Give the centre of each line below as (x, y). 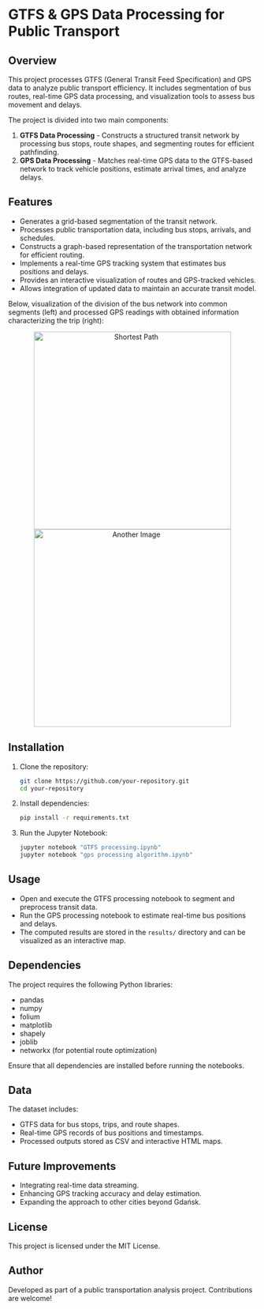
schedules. (37, 238)
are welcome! (30, 1298)
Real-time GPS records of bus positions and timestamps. (112, 1133)
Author (26, 1271)
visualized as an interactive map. (73, 940)
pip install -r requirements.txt (74, 818)
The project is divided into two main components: (89, 120)
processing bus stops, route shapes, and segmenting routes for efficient (137, 143)
